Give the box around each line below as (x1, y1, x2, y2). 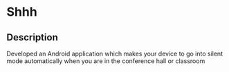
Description (6, 32, 58, 43)
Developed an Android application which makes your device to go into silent (6, 49, 223, 58)
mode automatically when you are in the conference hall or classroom (6, 57, 205, 65)
